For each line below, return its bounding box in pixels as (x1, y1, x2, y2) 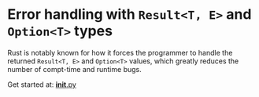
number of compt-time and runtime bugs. (7, 64, 142, 74)
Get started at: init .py (7, 80, 76, 89)
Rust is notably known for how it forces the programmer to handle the (7, 48, 233, 57)
